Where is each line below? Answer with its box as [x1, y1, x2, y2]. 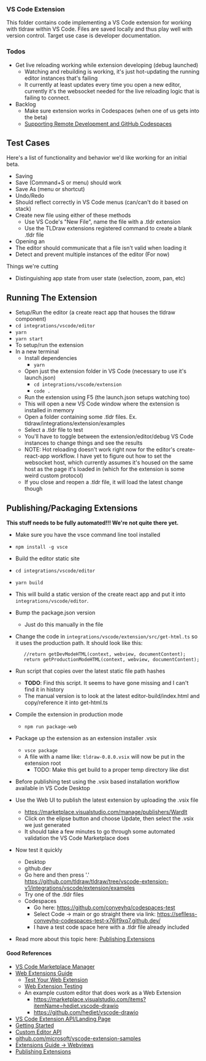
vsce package [24, 748, 58, 754]
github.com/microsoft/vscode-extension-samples [15, 1035, 141, 1043]
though [24, 485, 43, 493]
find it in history [24, 686, 64, 693]
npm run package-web [24, 724, 77, 730]
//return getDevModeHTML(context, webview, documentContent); [23, 651, 186, 657]
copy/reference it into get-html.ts [24, 699, 109, 707]
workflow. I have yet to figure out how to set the [51, 452, 172, 460]
